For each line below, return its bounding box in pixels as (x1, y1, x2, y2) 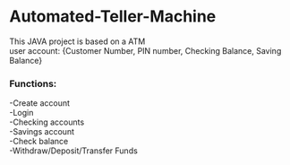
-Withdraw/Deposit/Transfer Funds (9, 145, 139, 156)
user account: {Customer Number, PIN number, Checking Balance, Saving (9, 45, 282, 56)
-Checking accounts (9, 117, 85, 127)
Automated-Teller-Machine (9, 6, 217, 27)
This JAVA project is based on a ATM (9, 36, 146, 47)
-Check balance (9, 136, 69, 147)
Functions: (9, 77, 57, 90)
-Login (9, 108, 34, 118)
